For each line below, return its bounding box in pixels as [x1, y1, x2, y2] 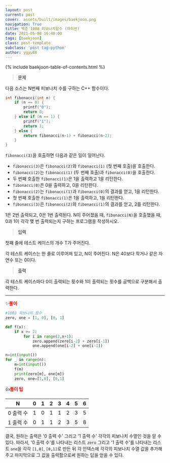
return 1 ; [23, 123, 44, 128]
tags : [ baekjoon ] [5, 36, 42, 41]
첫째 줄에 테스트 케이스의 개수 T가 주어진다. [5, 240, 91, 246]
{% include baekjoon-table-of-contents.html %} [5, 64, 105, 70]
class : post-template [5, 41, 51, 46]
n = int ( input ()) [5, 352, 37, 358]
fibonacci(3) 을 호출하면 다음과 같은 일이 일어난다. [5, 152, 105, 158]
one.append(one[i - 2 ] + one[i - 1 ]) [32, 343, 103, 348]
